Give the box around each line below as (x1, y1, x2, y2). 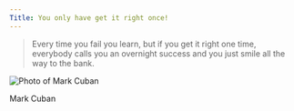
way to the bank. (31, 57, 96, 68)
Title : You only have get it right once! (9, 13, 169, 23)
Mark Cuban (9, 93, 56, 104)
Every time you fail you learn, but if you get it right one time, (31, 38, 257, 49)
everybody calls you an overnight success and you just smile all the (31, 47, 286, 59)
